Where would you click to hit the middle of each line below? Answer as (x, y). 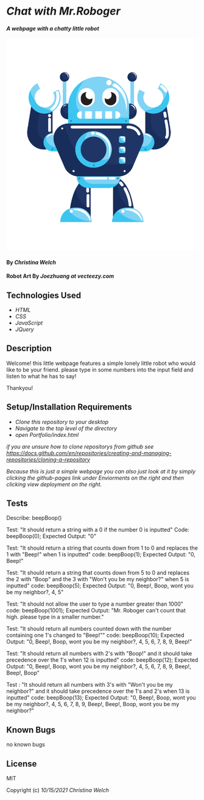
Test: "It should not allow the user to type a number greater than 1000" (95, 604)
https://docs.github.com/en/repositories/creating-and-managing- (89, 453)
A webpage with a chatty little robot (53, 28)
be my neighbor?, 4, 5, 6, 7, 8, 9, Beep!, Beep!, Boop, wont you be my (93, 704)
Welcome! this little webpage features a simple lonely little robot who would (101, 363)
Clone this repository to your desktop (62, 422)
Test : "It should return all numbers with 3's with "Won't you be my (90, 685)
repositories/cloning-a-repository (48, 459)
